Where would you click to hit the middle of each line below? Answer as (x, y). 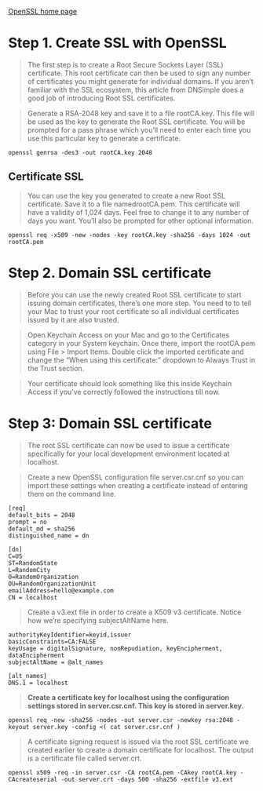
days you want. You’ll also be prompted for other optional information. (140, 221)
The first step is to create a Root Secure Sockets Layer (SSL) (125, 64)
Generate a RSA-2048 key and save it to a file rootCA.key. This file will (141, 113)
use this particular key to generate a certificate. (104, 138)
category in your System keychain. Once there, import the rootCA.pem (141, 343)
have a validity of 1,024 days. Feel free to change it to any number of (138, 212)
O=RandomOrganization (44, 577)
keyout (19, 727)
